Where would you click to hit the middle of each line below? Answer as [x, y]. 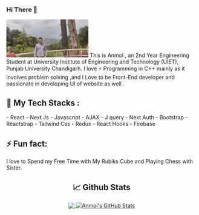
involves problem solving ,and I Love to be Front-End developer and [91, 78]
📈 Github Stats [102, 187]
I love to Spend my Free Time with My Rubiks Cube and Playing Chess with [100, 161]
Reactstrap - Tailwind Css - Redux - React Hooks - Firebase [81, 124]
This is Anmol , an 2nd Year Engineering [139, 55]
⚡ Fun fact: [27, 144]
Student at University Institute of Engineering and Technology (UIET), [93, 62]
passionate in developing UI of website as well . [66, 84]
